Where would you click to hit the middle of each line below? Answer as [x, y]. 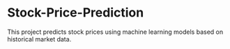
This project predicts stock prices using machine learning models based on [115, 32]
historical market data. [39, 39]
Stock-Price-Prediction [76, 13]
